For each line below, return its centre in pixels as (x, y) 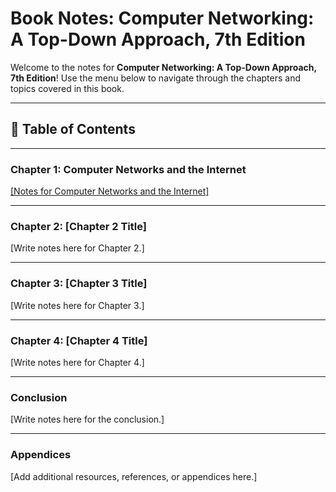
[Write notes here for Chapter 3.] (77, 305)
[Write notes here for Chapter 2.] (77, 248)
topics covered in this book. (67, 88)
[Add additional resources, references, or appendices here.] (134, 476)
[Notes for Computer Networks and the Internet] (110, 191)
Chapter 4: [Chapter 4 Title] (79, 340)
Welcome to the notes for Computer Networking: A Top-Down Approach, (163, 67)
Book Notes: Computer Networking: (162, 18)
